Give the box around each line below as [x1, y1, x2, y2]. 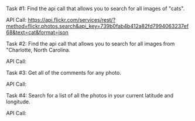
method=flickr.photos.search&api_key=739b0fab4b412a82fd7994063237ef [6, 23, 189, 29]
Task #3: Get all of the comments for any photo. [6, 69, 121, 76]
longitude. [6, 98, 30, 105]
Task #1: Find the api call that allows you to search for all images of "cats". [6, 5, 185, 12]
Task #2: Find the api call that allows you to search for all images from [6, 41, 175, 47]
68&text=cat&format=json [6, 29, 69, 36]
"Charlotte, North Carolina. [6, 46, 71, 53]
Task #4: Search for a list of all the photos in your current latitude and [6, 92, 174, 99]
